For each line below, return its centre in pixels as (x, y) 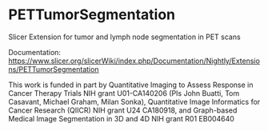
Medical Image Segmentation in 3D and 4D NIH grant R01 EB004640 (121, 118)
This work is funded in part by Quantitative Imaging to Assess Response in (131, 85)
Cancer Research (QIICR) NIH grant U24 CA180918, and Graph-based (123, 110)
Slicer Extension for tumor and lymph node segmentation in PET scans (125, 37)
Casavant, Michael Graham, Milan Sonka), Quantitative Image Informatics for (134, 101)
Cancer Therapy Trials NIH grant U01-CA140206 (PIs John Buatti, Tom (124, 93)
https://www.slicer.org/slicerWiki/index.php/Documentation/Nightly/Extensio (134, 61)
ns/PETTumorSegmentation (54, 69)
